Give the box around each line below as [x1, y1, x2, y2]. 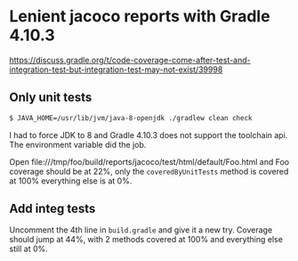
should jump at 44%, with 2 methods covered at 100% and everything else [9, 234, 283, 245]
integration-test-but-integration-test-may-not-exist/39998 [9, 64, 223, 75]
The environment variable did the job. [9, 139, 147, 150]
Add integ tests [9, 201, 96, 216]
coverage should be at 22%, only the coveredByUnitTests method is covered [9, 166, 289, 176]
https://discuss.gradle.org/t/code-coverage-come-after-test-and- [9, 54, 251, 65]
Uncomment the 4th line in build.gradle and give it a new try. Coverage [9, 224, 273, 235]
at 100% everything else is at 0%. [9, 175, 133, 186]
